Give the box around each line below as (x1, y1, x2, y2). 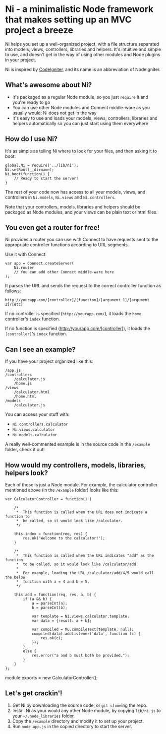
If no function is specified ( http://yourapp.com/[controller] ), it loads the (5, 326, 150, 332)
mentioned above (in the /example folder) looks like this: (5, 487, 119, 493)
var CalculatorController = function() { (5, 497, 92, 502)
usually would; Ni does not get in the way (12, 110, 97, 116)
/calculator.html (14, 390, 50, 395)
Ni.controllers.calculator (12, 422, 68, 427)
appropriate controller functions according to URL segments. (5, 242, 129, 248)
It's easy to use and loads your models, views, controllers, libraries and (12, 115, 158, 121)
